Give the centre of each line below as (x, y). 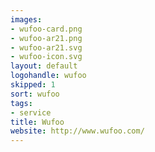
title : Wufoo (37, 122)
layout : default (44, 66)
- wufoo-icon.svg (46, 57)
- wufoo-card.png (46, 29)
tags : (21, 103)
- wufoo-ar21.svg (46, 47)
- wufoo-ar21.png (46, 38)
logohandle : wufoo (48, 76)
